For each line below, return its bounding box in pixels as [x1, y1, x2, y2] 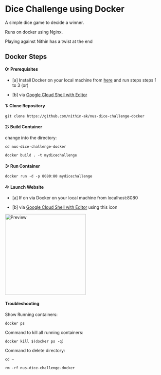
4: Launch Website [5, 184, 44, 190]
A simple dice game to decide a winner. [5, 20, 84, 25]
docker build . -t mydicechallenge [5, 153, 77, 158]
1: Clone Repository [5, 103, 45, 109]
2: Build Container [5, 124, 43, 130]
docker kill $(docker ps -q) [5, 339, 64, 344]
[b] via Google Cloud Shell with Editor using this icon [12, 204, 118, 210]
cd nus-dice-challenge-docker [5, 144, 67, 149]
